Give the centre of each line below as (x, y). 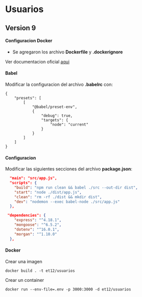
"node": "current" (69, 125)
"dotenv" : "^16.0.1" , (37, 229)
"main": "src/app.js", (33, 178)
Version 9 (21, 28)
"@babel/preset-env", (55, 107)
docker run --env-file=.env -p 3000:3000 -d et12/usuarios (68, 289)
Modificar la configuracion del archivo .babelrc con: (59, 84)
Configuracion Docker (29, 41)
